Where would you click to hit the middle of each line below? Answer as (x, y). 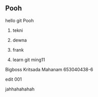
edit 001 (14, 79)
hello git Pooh (19, 20)
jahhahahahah (20, 89)
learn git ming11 (29, 60)
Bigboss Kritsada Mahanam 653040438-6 (49, 69)
